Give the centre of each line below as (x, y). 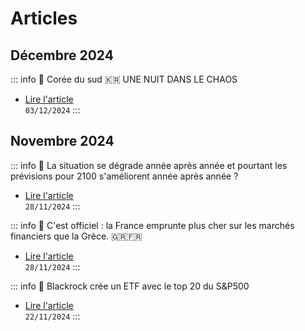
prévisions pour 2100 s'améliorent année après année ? (124, 176)
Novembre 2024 (62, 141)
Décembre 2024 (62, 55)
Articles (44, 18)
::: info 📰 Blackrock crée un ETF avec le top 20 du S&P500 (130, 286)
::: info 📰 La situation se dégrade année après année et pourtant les (149, 165)
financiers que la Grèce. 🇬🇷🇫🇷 (76, 236)
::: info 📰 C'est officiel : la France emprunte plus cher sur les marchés (152, 225)
